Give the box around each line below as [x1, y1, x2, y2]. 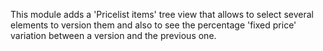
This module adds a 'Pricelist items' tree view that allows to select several [10, 9, 314, 20]
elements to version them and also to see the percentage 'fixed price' [10, 19, 297, 31]
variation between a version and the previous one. [10, 30, 217, 41]
